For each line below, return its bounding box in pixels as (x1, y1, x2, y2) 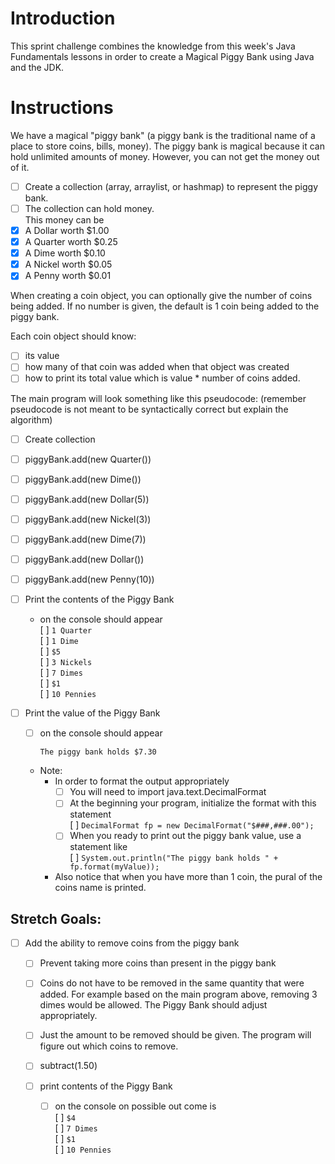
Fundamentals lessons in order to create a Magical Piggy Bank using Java (10, 50, 315, 62)
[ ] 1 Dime (39, 635, 79, 647)
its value (24, 350, 60, 362)
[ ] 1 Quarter (39, 624, 93, 636)
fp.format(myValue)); (69, 862, 160, 872)
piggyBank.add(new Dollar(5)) (24, 493, 150, 505)
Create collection (24, 433, 96, 445)
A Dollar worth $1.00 (24, 225, 110, 236)
